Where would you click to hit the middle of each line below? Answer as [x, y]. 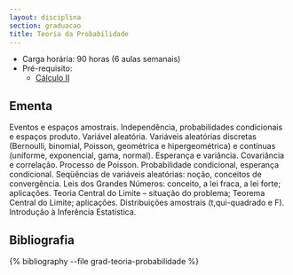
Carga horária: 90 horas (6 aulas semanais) [101, 59]
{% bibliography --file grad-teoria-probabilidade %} [104, 261]
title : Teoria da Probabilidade [69, 34]
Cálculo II [52, 78]
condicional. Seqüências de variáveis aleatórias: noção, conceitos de [135, 175]
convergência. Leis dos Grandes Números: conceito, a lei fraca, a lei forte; [145, 184]
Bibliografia [42, 240]
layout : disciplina [45, 17]
